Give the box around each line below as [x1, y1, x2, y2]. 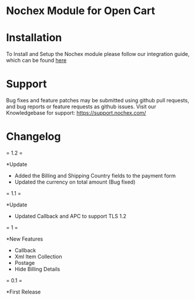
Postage [14, 259, 35, 266]
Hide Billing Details [14, 266, 60, 272]
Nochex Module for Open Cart [6, 4, 156, 18]
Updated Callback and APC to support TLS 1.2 [14, 213, 126, 219]
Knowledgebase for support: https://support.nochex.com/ [6, 109, 146, 116]
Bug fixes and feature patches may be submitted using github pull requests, [6, 97, 190, 104]
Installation [6, 31, 62, 45]
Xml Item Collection [14, 253, 62, 260]
